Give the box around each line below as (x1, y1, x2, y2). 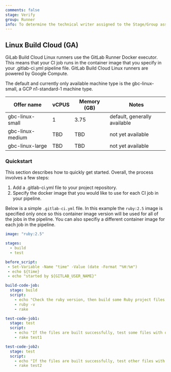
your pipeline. (12, 195, 42, 202)
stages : (5, 241, 22, 246)
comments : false (5, 7, 40, 13)
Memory (79, 98, 100, 105)
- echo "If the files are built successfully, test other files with (14, 358, 165, 363)
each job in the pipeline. (5, 222, 56, 228)
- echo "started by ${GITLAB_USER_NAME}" (7, 274, 97, 279)
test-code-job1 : (5, 316, 40, 321)
